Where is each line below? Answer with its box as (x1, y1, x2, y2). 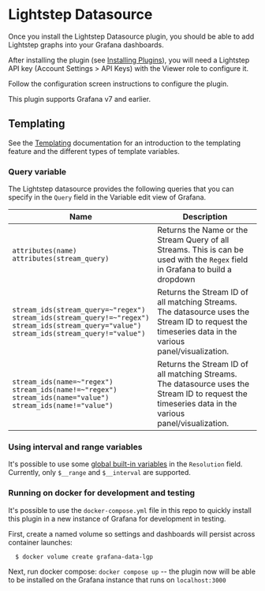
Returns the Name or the (157, 225, 248, 236)
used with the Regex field (157, 254, 248, 265)
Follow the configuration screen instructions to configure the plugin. (8, 79, 229, 88)
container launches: (8, 537, 73, 547)
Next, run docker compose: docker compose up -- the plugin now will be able (8, 567, 256, 576)
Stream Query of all (157, 234, 230, 245)
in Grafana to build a (157, 264, 233, 275)
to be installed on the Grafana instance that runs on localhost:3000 (8, 574, 226, 585)
